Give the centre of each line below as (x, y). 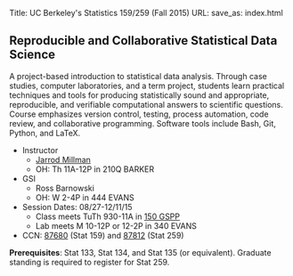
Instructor (40, 150)
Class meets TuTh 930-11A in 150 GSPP (108, 216)
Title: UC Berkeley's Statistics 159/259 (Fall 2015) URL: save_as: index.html (146, 13)
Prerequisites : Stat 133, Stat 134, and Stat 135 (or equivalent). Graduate (140, 252)
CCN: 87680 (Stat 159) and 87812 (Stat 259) (103, 235)
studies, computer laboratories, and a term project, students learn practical (147, 85)
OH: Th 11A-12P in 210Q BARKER (95, 169)
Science (33, 55)
